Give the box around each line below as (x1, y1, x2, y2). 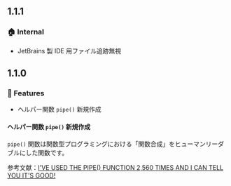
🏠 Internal (7, 27, 44, 37)
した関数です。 (25, 148, 69, 157)
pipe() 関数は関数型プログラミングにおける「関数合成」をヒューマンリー (7, 140, 218, 148)
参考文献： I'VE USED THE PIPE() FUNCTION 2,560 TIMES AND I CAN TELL (7, 163, 224, 171)
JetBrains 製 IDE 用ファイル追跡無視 (17, 46, 121, 55)
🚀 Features (7, 88, 45, 98)
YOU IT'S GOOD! (7, 171, 56, 180)
